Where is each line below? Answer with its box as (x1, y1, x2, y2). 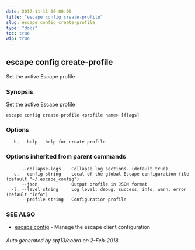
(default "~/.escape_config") (6, 176, 80, 182)
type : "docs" (6, 25, 38, 31)
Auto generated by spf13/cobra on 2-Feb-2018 (6, 237, 119, 244)
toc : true (6, 30, 30, 36)
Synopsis (6, 87, 33, 95)
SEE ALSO (6, 210, 36, 218)
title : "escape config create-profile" (6, 14, 103, 20)
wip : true (6, 36, 30, 42)
